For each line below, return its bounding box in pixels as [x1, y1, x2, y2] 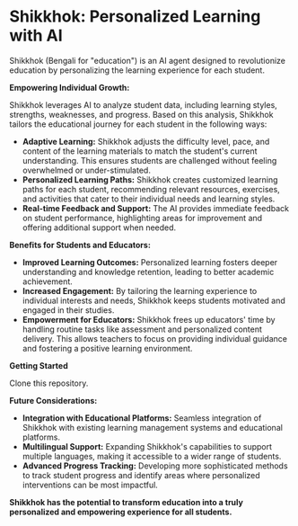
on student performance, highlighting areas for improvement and [22, 212, 263, 223]
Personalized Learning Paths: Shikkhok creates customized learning [22, 174, 278, 185]
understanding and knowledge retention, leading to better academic [22, 266, 275, 277]
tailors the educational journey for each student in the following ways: [9, 119, 267, 129]
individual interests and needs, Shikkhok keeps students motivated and [22, 295, 285, 306]
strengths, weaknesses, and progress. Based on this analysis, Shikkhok [9, 109, 274, 120]
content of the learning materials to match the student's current [22, 146, 258, 156]
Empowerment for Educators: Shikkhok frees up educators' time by [22, 314, 276, 325]
